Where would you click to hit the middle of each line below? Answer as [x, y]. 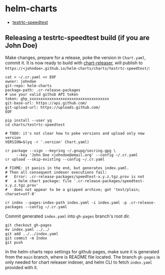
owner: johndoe [21, 81]
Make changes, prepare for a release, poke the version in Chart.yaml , [76, 57]
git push [14, 242]
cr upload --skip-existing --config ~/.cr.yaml [55, 159]
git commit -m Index [26, 238]
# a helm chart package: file [38, 181]
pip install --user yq [28, 120]
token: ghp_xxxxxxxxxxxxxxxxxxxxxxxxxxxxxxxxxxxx [57, 99]
